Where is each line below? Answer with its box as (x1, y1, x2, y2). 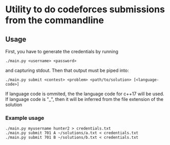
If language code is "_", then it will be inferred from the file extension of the (5, 96, 164, 102)
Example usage (5, 114, 45, 121)
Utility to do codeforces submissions (5, 4, 165, 15)
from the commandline (5, 14, 104, 26)
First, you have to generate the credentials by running (5, 49, 119, 54)
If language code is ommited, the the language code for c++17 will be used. (5, 91, 165, 97)
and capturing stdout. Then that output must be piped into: (5, 68, 129, 73)
